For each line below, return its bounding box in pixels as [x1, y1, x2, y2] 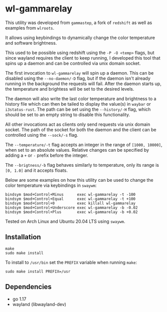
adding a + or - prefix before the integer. [5, 152, 89, 158]
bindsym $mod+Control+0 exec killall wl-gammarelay [5, 201, 136, 206]
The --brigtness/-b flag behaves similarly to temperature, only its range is [5, 162, 159, 168]
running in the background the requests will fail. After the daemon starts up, [5, 81, 161, 87]
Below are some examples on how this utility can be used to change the [5, 177, 154, 183]
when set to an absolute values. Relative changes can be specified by [5, 147, 149, 153]
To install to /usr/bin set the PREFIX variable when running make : [5, 259, 137, 265]
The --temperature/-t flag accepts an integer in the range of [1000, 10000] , [5, 141, 162, 148]
